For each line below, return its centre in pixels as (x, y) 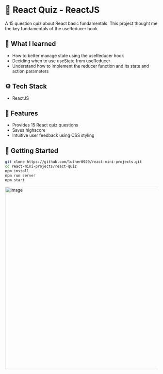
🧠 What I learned (31, 44)
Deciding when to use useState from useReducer (61, 61)
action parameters (30, 71)
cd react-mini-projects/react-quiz (41, 167)
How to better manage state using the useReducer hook (68, 55)
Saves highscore (29, 130)
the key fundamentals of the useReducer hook (51, 28)
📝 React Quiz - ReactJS (52, 10)
